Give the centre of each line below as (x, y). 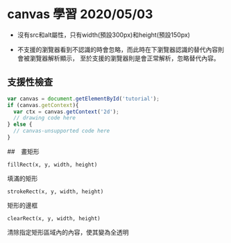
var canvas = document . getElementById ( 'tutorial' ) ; (83, 99)
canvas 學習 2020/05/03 (80, 14)
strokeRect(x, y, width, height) (55, 192)
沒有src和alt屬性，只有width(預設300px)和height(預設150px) (104, 35)
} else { (20, 125)
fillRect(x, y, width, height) (52, 165)
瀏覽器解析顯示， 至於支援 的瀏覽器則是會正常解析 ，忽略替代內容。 (125, 58)
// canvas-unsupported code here (62, 131)
